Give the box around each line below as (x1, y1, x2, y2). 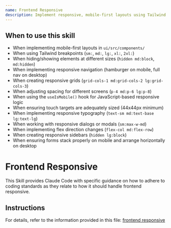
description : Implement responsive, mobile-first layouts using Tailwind (5, 12, 166, 17)
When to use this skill (5, 31, 75, 40)
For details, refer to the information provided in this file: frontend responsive (5, 217, 165, 223)
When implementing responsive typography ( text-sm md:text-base (12, 110, 154, 116)
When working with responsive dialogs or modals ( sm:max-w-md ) (12, 121, 147, 127)
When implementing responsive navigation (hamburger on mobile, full (12, 67, 160, 73)
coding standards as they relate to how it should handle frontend (5, 183, 142, 190)
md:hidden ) (12, 61, 36, 67)
